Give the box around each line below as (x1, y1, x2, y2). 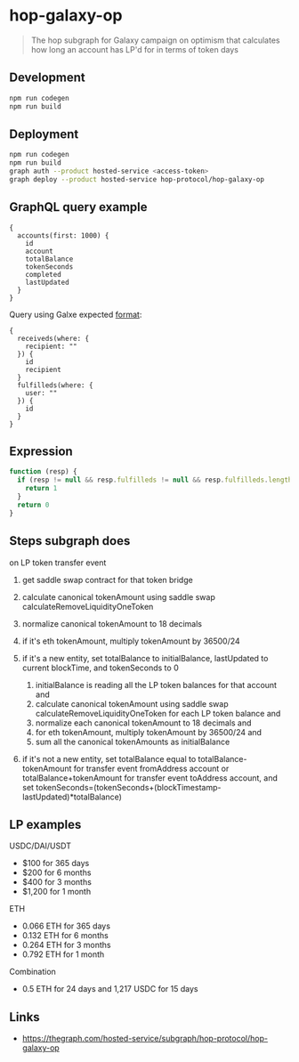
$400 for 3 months (21, 877, 92, 888)
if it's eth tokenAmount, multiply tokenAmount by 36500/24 (21, 636, 240, 646)
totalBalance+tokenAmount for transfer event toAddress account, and (21, 772, 278, 783)
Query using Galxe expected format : (9, 309, 142, 320)
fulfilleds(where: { (17, 380, 93, 390)
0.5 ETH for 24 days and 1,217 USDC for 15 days (21, 984, 198, 994)
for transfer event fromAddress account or (73, 763, 230, 774)
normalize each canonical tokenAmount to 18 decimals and (35, 717, 252, 728)
